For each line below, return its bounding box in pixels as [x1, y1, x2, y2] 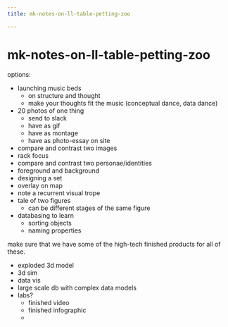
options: [7, 70, 32, 78]
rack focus [17, 151, 49, 159]
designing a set [17, 173, 63, 182]
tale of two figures [17, 196, 71, 204]
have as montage [27, 128, 79, 137]
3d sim [17, 269, 37, 277]
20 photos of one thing [17, 106, 84, 115]
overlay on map [17, 181, 63, 190]
